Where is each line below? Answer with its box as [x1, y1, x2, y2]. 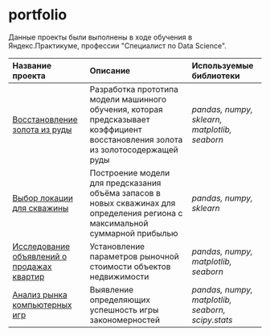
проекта [12, 70, 46, 81]
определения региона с [89, 207, 183, 218]
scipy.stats [191, 314, 233, 326]
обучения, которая [89, 103, 163, 114]
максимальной [89, 218, 149, 229]
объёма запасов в [89, 187, 161, 198]
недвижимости [89, 271, 149, 282]
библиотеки [191, 70, 240, 81]
